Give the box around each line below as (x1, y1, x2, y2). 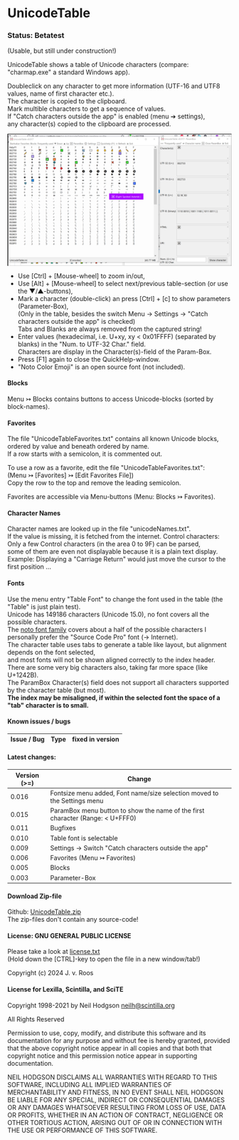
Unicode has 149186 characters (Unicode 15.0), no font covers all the (7, 610, 210, 619)
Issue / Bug (10, 735, 45, 743)
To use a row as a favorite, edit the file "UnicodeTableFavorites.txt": (7, 464, 205, 472)
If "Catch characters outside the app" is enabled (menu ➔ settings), (7, 112, 206, 121)
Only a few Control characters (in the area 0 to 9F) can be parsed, (7, 540, 201, 549)
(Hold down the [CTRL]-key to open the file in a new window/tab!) (7, 955, 201, 964)
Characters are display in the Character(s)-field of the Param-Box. (17, 347, 212, 356)
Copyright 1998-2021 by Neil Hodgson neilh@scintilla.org (7, 1001, 176, 1009)
